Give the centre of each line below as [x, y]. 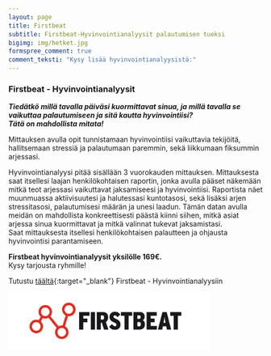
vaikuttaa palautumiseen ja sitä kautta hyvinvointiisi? [101, 115]
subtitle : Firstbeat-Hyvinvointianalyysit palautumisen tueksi [117, 34]
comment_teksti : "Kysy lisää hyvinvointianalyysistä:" [102, 60]
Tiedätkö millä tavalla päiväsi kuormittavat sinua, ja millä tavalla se [125, 107]
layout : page [30, 17]
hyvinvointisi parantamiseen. [56, 241]
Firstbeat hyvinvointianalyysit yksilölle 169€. [85, 257]
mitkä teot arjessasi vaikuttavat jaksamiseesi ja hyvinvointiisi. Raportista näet [136, 189]
